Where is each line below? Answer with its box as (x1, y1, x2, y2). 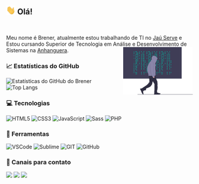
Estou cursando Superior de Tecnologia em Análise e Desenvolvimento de (6, 40, 187, 47)
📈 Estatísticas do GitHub (6, 62, 79, 70)
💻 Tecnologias (6, 99, 50, 107)
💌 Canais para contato (6, 158, 71, 166)
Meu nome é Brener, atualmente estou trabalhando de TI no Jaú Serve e (6, 34, 182, 42)
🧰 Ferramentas (6, 129, 49, 138)
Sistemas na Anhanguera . (6, 47, 69, 54)
